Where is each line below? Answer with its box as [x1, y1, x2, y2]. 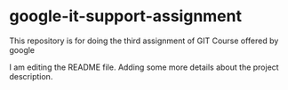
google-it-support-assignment [9, 6, 243, 26]
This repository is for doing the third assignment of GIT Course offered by [9, 35, 279, 46]
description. [9, 71, 53, 81]
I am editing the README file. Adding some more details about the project [9, 62, 279, 72]
